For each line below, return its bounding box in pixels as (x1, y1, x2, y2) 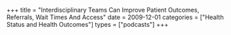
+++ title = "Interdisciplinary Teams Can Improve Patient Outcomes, (6, 6, 200, 14)
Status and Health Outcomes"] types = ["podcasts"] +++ (6, 21, 169, 28)
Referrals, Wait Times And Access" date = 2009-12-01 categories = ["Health (6, 13, 224, 21)
